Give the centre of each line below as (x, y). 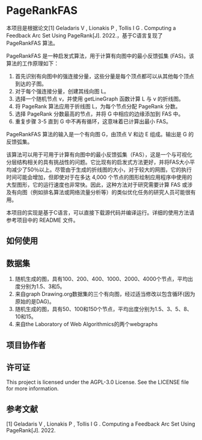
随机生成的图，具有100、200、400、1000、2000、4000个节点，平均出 (104, 279)
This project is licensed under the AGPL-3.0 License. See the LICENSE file (98, 382)
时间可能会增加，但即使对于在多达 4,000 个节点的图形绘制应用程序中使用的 (99, 177)
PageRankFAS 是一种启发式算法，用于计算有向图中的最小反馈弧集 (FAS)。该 (100, 55)
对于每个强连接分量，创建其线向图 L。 (62, 91)
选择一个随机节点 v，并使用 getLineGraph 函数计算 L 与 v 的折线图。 (99, 99)
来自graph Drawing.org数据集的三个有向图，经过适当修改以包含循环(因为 (105, 294)
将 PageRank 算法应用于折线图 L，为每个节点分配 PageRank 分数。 (98, 106)
